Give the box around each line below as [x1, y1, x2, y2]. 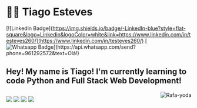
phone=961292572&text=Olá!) [6, 49, 79, 56]
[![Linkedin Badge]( [6, 25, 53, 32]
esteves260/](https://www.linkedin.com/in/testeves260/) [6, 37, 144, 44]
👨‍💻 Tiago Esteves [6, 5, 93, 19]
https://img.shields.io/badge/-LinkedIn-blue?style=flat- [52, 25, 186, 32]
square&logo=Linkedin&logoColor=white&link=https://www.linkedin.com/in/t [6, 31, 191, 38]
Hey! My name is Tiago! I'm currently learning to [6, 67, 187, 77]
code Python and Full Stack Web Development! [6, 76, 182, 86]
